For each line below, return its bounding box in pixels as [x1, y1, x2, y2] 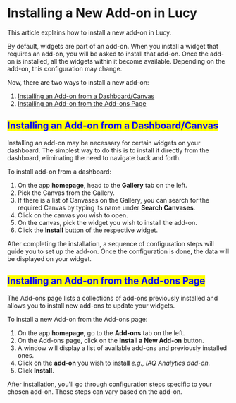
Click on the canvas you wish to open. [17, 210, 128, 219]
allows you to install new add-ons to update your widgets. [7, 301, 175, 310]
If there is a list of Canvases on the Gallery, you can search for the [17, 196, 210, 204]
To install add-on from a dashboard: [7, 167, 111, 176]
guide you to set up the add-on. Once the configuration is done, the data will [7, 247, 230, 255]
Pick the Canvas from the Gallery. [17, 188, 115, 197]
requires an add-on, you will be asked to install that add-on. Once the [7, 49, 209, 58]
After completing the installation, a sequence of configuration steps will [7, 239, 215, 248]
